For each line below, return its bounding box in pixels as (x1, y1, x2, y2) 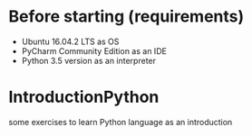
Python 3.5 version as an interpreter (21, 55, 156, 66)
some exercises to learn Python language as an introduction (8, 116, 233, 127)
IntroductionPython (8, 87, 160, 107)
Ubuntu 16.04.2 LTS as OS (21, 36, 120, 47)
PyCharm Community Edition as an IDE (21, 45, 167, 56)
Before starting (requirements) (8, 6, 245, 27)
